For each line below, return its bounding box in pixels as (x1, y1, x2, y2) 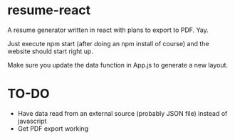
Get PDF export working (17, 124, 89, 133)
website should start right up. (7, 47, 94, 55)
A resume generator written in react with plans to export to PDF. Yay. (7, 26, 209, 34)
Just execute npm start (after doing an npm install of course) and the (7, 39, 209, 48)
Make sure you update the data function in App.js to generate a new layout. (7, 60, 229, 69)
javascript (17, 117, 47, 125)
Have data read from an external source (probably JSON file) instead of (17, 109, 228, 117)
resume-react (7, 2, 91, 18)
